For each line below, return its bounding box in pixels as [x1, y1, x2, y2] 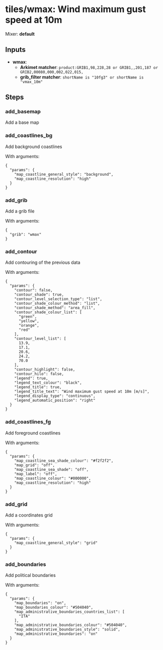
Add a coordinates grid [5, 512, 53, 518]
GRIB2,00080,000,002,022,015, [20, 69, 84, 75]
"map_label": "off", [14, 471, 57, 476]
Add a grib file [5, 208, 35, 214]
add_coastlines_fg [5, 418, 51, 425]
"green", [18, 314, 37, 319]
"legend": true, [14, 376, 49, 381]
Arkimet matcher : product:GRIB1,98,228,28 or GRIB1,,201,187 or [20, 64, 158, 70]
